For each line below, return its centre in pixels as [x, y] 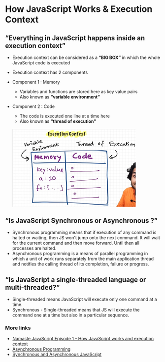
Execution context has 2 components [50, 72]
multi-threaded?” [33, 287]
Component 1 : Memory [36, 82]
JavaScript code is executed [41, 63]
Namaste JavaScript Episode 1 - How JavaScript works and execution [83, 339]
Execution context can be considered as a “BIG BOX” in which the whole [86, 57]
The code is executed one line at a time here [65, 116]
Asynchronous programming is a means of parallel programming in [80, 254]
